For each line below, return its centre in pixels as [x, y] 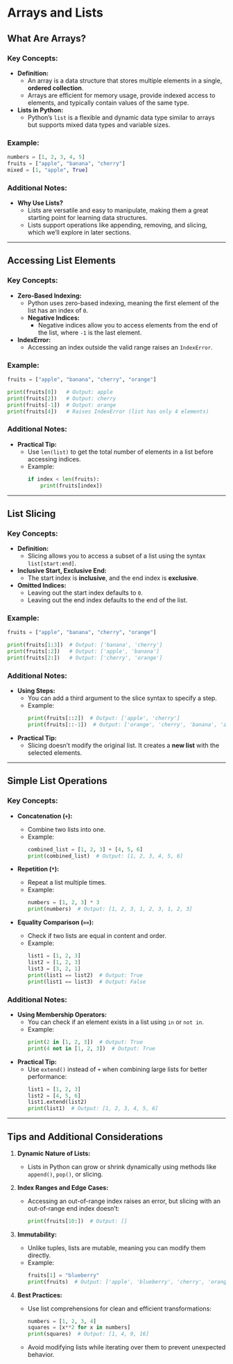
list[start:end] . [52, 563]
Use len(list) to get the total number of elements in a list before [120, 452]
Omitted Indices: [42, 586]
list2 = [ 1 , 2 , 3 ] [54, 962]
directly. [39, 1255]
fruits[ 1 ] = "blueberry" [63, 1275]
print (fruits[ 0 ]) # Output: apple [60, 392]
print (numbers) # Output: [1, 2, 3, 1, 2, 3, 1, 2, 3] [110, 909]
